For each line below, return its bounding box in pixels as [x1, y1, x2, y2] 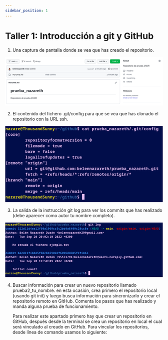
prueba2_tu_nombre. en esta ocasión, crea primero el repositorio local [12, 287, 157, 293]
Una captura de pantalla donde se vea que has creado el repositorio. [12, 47, 154, 53]
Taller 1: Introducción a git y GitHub [5, 30, 154, 42]
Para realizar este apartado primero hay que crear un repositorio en [12, 313, 151, 319]
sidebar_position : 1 [5, 8, 48, 13]
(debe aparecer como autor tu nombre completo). [12, 212, 115, 218]
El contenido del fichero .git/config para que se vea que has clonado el [12, 110, 158, 116]
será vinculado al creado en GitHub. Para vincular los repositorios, [12, 324, 149, 330]
